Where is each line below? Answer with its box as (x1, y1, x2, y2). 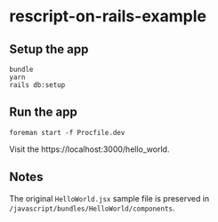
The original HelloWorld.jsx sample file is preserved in (9, 193, 210, 203)
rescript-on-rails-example (9, 6, 207, 27)
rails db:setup (9, 81, 66, 90)
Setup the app (9, 42, 89, 57)
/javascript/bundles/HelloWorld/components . (9, 202, 175, 213)
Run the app (9, 105, 77, 120)
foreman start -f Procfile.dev (9, 128, 125, 137)
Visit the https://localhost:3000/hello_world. (9, 144, 170, 155)
